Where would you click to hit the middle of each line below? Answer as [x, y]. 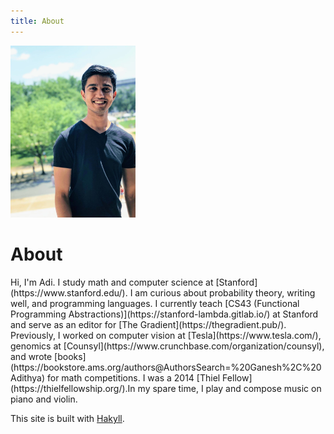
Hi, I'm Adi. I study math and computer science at [112, 282]
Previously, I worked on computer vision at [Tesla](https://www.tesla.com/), [166, 336]
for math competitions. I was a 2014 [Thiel [133, 378]
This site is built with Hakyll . [67, 419]
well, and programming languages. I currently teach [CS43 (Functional [155, 304]
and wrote [31, 357]
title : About [37, 21]
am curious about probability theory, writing [225, 293]
